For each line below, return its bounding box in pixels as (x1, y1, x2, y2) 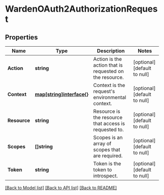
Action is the (93, 56, 122, 62)
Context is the (93, 82, 125, 89)
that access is (93, 120, 125, 127)
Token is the (93, 160, 121, 167)
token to (93, 166, 112, 173)
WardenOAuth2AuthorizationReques (5, 3, 158, 15)
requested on (93, 68, 124, 74)
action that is (93, 62, 123, 69)
